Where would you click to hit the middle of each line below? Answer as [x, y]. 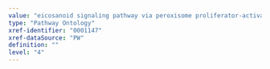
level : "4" [27, 52]
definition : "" [34, 45]
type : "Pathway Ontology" [51, 23]
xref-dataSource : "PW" [46, 38]
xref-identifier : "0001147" [55, 30]
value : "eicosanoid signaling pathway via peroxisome [100, 15]
